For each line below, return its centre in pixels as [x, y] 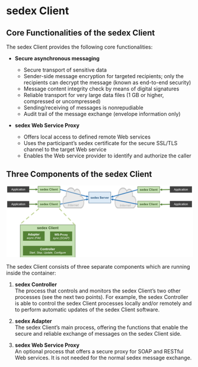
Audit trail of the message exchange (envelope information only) [102, 114]
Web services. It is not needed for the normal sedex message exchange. [103, 358]
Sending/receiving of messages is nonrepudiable [83, 107]
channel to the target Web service [65, 149]
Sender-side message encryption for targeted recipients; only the [103, 76]
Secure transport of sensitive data [65, 70]
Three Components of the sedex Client [79, 174]
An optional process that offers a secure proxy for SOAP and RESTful [99, 351]
